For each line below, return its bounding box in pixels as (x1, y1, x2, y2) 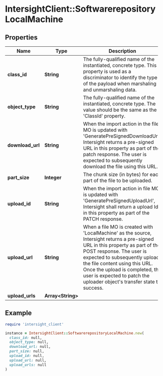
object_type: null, (9, 340, 49, 345)
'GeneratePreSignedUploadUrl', (83, 198, 155, 204)
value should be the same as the (83, 106, 157, 113)
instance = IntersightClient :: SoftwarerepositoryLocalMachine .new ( (5, 331, 145, 336)
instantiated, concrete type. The (83, 100, 156, 107)
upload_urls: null (9, 362, 47, 367)
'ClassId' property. (83, 113, 126, 119)
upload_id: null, (9, 354, 45, 358)
